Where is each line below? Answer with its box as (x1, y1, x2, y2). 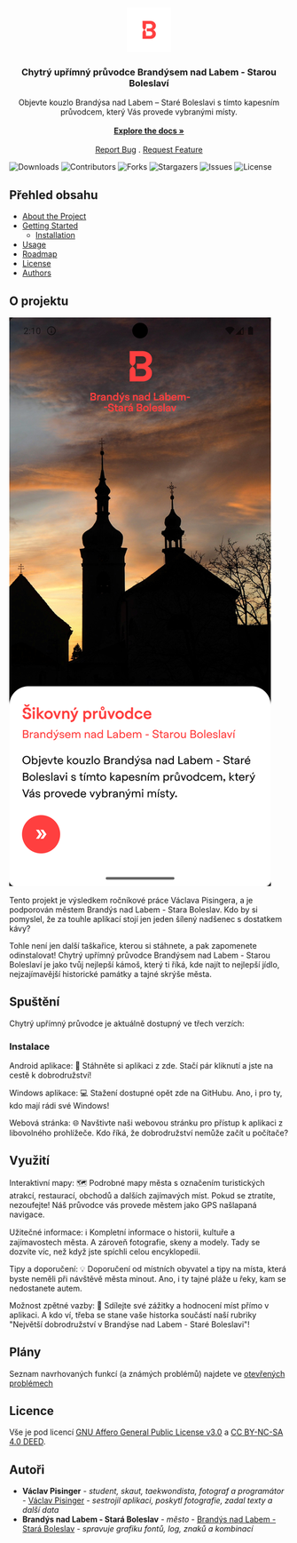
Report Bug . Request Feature (95, 145, 203, 155)
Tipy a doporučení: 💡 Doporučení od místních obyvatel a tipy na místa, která (9, 1263, 286, 1274)
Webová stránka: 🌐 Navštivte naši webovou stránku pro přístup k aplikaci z (9, 1117, 284, 1128)
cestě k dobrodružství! (9, 1070, 92, 1081)
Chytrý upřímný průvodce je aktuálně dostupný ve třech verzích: (9, 1018, 246, 1029)
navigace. (9, 1209, 45, 1220)
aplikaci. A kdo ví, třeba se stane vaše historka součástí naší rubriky (9, 1309, 257, 1320)
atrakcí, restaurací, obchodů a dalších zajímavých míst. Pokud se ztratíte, (9, 1189, 277, 1201)
